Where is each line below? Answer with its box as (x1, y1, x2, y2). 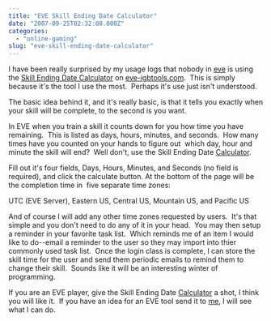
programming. (8, 272, 56, 282)
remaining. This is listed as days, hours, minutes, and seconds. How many (8, 131, 259, 140)
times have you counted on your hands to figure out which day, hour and (8, 139, 253, 148)
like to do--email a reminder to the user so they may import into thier (8, 238, 237, 247)
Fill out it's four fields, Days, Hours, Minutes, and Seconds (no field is (8, 163, 239, 173)
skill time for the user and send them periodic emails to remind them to (8, 255, 244, 264)
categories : (8, 27, 49, 35)
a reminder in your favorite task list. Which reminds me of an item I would (8, 229, 254, 239)
